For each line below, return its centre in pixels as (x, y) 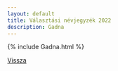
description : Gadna (36, 27)
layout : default (31, 14)
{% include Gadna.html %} (46, 47)
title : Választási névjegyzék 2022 (59, 20)
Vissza (17, 60)
